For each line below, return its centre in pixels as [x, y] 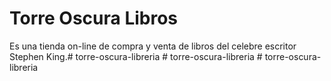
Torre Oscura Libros [94, 18]
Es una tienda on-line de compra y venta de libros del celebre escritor [153, 46]
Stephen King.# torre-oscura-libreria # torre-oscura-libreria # [136, 56]
